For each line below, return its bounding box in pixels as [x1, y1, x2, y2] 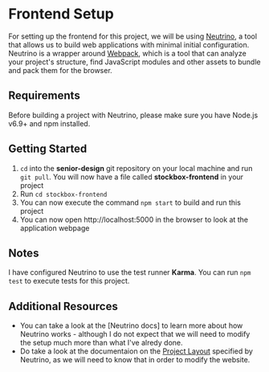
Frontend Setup [8, 5, 114, 23]
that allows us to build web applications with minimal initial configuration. [8, 39, 250, 49]
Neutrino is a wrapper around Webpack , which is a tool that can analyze [8, 48, 247, 58]
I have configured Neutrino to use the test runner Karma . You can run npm [8, 268, 251, 277]
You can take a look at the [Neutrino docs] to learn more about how [19, 321, 243, 330]
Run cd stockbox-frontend [19, 189, 108, 198]
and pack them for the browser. [8, 65, 112, 75]
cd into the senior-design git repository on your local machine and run [19, 163, 253, 173]
